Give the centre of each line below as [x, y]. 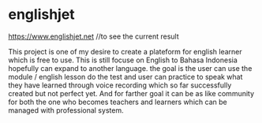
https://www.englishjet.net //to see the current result [94, 36]
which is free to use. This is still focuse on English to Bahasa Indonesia [123, 60]
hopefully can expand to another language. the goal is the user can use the [130, 68]
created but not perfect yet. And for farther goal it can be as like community [131, 93]
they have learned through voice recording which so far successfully [120, 85]
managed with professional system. [66, 110]
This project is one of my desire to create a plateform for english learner [125, 51]
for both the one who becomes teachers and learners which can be [118, 102]
